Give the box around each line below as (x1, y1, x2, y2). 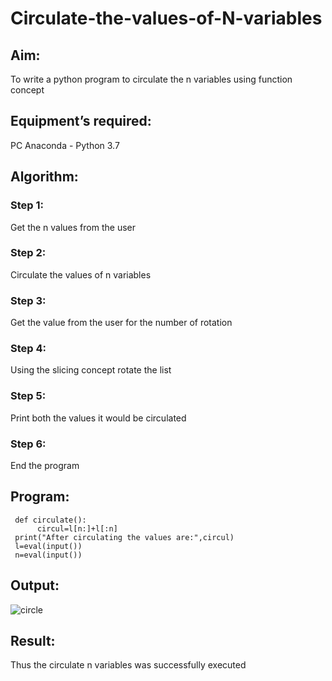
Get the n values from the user (10, 221, 136, 233)
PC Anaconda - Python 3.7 (10, 139, 120, 151)
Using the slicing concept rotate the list (10, 364, 172, 376)
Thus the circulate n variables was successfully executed (10, 659, 247, 671)
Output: (10, 577, 60, 594)
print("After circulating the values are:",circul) (14, 532, 235, 542)
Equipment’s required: (10, 113, 152, 130)
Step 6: (10, 437, 47, 451)
